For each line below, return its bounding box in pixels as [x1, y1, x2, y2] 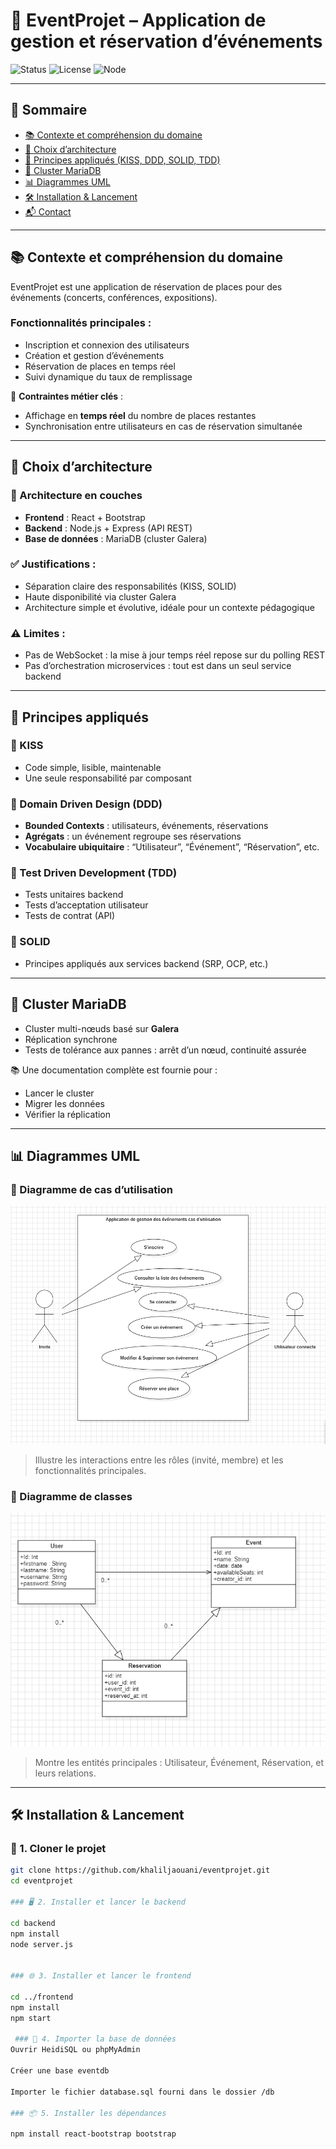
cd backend [10, 1918, 56, 1928]
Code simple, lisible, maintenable [24, 761, 162, 773]
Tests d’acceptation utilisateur [24, 899, 149, 911]
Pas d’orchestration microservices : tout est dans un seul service [24, 660, 292, 672]
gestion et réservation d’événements [10, 30, 323, 53]
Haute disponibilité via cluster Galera [24, 590, 177, 603]
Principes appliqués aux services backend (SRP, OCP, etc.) [24, 957, 269, 969]
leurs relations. [34, 1767, 97, 1779]
